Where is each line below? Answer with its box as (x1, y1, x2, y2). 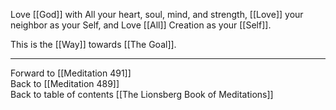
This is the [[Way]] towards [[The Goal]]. (10, 39, 177, 50)
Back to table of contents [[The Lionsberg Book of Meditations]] (10, 89, 274, 100)
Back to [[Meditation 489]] (10, 78, 120, 89)
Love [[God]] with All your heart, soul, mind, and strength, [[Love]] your (10, 9, 304, 20)
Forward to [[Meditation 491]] (10, 67, 132, 79)
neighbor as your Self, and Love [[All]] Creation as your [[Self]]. (10, 19, 272, 31)
